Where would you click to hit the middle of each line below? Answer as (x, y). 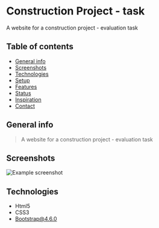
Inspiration (28, 99)
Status (23, 93)
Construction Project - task (76, 11)
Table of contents (40, 47)
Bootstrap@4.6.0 (36, 219)
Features (26, 87)
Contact (25, 106)
